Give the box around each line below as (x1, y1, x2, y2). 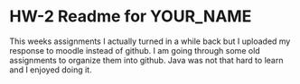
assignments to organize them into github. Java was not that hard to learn (9, 55, 284, 65)
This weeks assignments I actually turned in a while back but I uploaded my (9, 36, 291, 46)
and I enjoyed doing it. (9, 64, 92, 75)
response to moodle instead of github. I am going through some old (9, 45, 260, 55)
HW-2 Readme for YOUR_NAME (9, 6, 252, 27)
